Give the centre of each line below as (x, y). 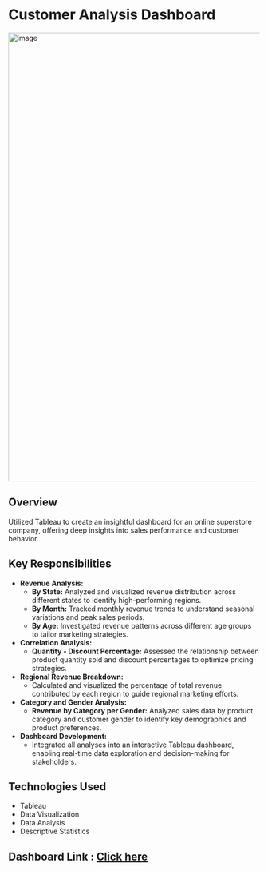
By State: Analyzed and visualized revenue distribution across (134, 591)
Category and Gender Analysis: (73, 702)
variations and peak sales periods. (88, 617)
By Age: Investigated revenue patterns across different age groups (142, 625)
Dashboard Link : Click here (78, 856)
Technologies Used (57, 787)
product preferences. (67, 727)
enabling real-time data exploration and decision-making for (130, 753)
